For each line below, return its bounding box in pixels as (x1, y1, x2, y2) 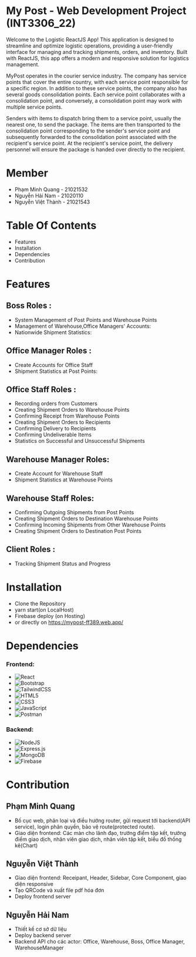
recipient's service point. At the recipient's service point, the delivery (6, 140, 173, 147)
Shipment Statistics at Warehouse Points (14, 476, 113, 483)
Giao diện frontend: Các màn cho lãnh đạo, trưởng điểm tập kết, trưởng (14, 829, 187, 836)
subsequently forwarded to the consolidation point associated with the (6, 133, 177, 140)
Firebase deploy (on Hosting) (14, 612, 86, 619)
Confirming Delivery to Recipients (14, 425, 96, 432)
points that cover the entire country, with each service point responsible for (6, 78, 189, 86)
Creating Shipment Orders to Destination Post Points (14, 528, 142, 535)
